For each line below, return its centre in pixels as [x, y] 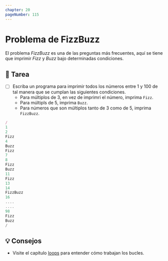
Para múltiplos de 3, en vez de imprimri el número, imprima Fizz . [87, 97]
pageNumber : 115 [22, 15]
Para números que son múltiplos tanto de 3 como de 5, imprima [86, 108]
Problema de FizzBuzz [53, 39]
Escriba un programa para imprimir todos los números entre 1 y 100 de [85, 86]
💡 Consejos [23, 241]
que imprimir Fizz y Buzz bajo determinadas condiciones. [64, 59]
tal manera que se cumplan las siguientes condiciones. [69, 92]
